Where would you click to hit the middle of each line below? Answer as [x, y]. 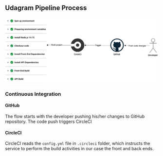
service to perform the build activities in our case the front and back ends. [80, 149]
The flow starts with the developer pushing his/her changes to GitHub [75, 116]
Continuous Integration [33, 94]
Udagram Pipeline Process [46, 8]
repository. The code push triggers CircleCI [48, 121]
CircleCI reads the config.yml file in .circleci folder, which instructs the [78, 143]
